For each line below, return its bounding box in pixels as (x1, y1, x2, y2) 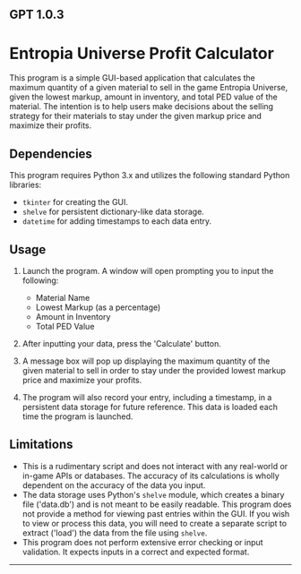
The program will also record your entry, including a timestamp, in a (21, 391, 272, 402)
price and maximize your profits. (21, 374, 142, 385)
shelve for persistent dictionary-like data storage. (21, 206, 204, 218)
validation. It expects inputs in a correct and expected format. (21, 546, 250, 557)
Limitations (9, 437, 73, 452)
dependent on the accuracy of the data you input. (21, 479, 206, 491)
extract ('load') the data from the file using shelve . (21, 527, 208, 538)
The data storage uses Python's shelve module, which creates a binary (21, 489, 285, 500)
